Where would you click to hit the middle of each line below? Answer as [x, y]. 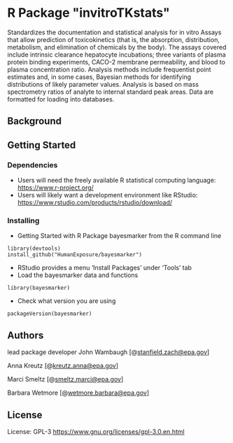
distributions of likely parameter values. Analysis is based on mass [103, 84]
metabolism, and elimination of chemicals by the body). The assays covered [117, 47]
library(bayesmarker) [39, 288]
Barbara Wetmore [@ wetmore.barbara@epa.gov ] [78, 393]
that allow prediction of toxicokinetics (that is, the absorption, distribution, [114, 39]
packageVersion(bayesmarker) [50, 314]
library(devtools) [34, 249]
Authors [26, 335]
